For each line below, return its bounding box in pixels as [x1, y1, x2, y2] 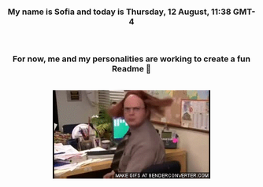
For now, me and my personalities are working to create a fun [12, 53, 251, 64]
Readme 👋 [112, 64, 151, 75]
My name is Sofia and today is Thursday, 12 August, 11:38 [7, 6, 232, 17]
